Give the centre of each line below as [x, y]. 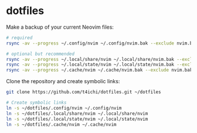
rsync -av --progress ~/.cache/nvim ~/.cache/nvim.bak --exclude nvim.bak [99, 70]
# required [19, 37]
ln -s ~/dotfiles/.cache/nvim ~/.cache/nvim [61, 124]
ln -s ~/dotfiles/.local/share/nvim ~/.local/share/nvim [77, 113]
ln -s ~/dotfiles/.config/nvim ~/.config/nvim [64, 108]
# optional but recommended [40, 54]
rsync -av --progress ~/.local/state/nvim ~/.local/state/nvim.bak [90, 65]
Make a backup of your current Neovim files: [60, 27]
